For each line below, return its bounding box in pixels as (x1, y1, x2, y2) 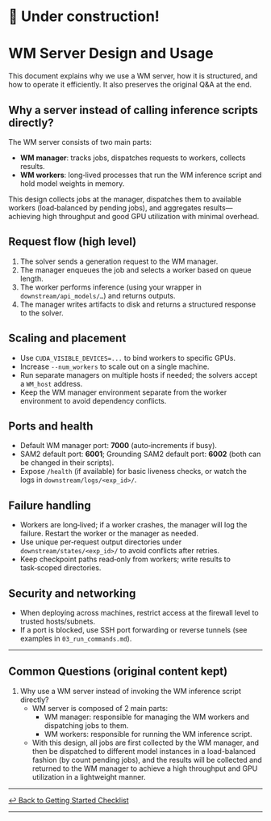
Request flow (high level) (8, 235, 137, 249)
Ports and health (8, 419, 94, 433)
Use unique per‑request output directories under (19, 537, 182, 547)
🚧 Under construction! (8, 7, 160, 26)
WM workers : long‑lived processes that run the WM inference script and (19, 170, 262, 180)
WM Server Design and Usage (8, 44, 214, 63)
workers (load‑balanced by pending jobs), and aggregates (8, 202, 202, 213)
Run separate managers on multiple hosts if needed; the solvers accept (19, 370, 258, 379)
